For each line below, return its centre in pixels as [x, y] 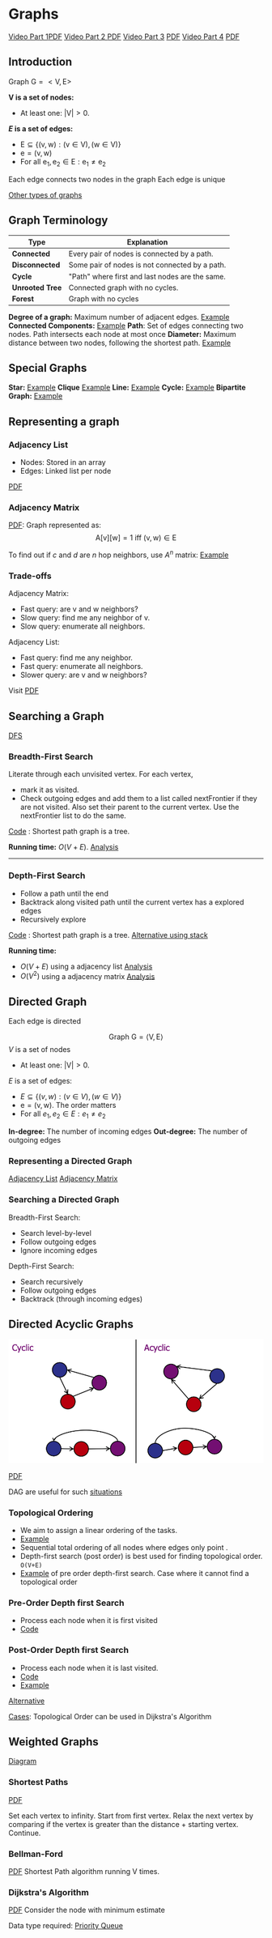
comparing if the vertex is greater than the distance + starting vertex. [123, 1824]
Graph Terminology [58, 220]
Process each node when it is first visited [89, 1621]
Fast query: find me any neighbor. [76, 658]
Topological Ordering [51, 1513]
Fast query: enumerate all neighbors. [81, 667]
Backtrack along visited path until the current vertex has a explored [132, 902]
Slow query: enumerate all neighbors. [83, 626]
